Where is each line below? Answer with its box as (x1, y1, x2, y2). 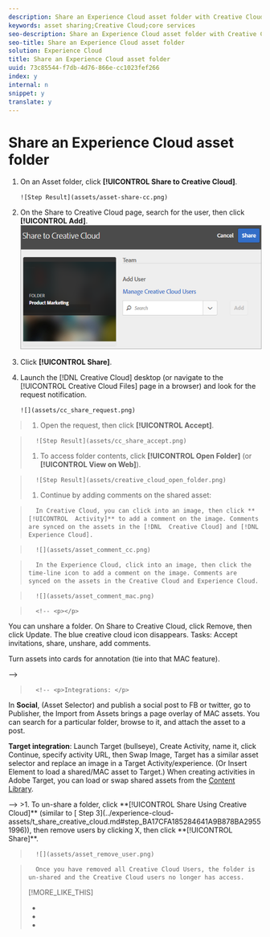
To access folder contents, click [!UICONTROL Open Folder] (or (39, 451, 252, 460)
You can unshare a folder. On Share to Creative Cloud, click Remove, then (8, 621, 252, 631)
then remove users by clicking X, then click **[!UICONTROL (33, 824, 233, 835)
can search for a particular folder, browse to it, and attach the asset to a (8, 717, 246, 726)
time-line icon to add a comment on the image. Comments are (27, 569, 238, 577)
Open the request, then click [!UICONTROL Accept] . (39, 420, 215, 430)
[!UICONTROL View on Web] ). (39, 459, 141, 469)
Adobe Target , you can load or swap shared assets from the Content (8, 775, 235, 785)
